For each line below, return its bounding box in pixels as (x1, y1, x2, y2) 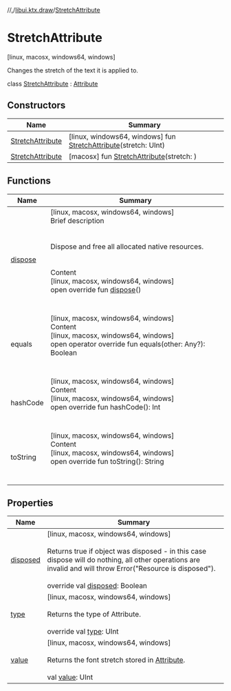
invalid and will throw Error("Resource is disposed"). (47, 564, 216, 574)
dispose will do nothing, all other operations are (47, 555, 201, 565)
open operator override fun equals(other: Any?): (50, 339, 206, 349)
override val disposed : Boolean (47, 581, 148, 591)
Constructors (7, 99, 66, 111)
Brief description (50, 215, 104, 225)
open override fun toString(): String (50, 456, 164, 466)
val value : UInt (47, 672, 93, 682)
